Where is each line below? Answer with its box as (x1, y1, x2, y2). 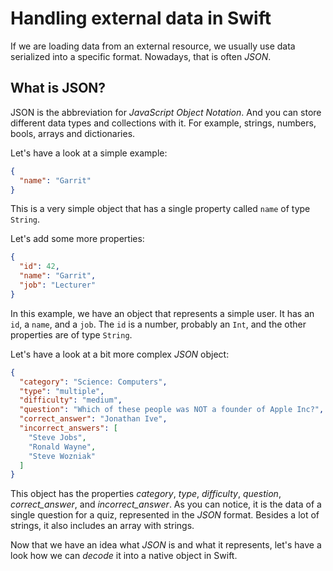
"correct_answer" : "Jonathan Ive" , (19, 414, 168, 424)
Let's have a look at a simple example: (10, 147, 168, 159)
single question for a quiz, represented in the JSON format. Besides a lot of (10, 509, 320, 521)
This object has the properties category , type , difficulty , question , (10, 488, 282, 500)
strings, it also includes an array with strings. (10, 520, 195, 532)
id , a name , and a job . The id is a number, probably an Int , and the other (10, 318, 307, 330)
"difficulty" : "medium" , (19, 395, 123, 406)
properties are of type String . (10, 328, 133, 341)
